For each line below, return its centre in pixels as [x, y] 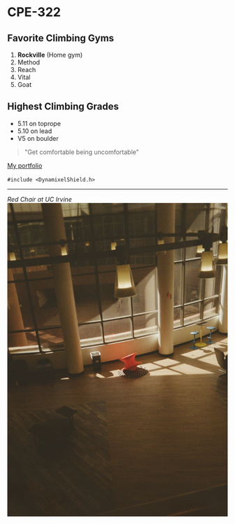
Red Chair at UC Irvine [40, 199]
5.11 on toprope [39, 123]
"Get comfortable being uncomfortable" [82, 152]
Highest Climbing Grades [63, 107]
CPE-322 [34, 12]
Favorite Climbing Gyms [60, 38]
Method [29, 62]
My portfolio [25, 165]
